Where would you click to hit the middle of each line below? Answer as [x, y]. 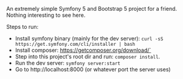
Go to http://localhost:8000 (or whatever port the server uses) [93, 69]
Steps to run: [22, 27]
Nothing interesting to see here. [46, 15]
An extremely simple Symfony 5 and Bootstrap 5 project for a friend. [92, 9]
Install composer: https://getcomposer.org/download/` [83, 50]
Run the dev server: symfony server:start [67, 63]
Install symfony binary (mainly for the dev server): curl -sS [89, 38]
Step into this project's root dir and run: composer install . [88, 56]
